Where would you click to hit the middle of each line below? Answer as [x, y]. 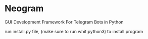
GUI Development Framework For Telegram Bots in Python [64, 22]
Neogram [24, 9]
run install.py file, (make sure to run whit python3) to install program [74, 31]
